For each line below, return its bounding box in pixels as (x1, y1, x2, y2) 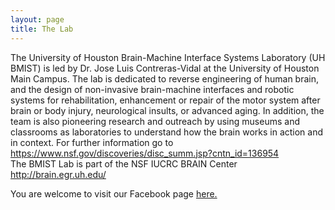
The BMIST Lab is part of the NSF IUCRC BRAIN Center (10, 157, 238, 170)
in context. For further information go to (10, 136, 174, 148)
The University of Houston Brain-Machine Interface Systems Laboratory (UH (10, 51, 326, 63)
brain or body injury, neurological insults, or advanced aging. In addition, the (10, 104, 325, 116)
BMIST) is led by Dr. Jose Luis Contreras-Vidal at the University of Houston (10, 62, 320, 74)
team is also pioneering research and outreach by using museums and (10, 115, 300, 127)
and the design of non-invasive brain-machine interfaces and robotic (10, 83, 295, 95)
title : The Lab (10, 24, 74, 34)
